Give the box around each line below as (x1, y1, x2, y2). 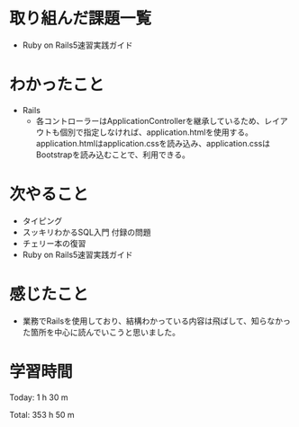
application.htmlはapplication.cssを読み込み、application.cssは (35, 138, 271, 148)
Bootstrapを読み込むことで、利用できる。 (35, 149, 191, 160)
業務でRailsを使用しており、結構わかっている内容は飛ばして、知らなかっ (22, 316, 291, 326)
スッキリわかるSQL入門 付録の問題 (22, 227, 151, 237)
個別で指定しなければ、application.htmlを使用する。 (59, 127, 254, 138)
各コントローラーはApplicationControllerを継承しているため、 (35, 115, 265, 126)
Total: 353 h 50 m (9, 409, 75, 420)
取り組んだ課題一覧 (9, 8, 152, 29)
